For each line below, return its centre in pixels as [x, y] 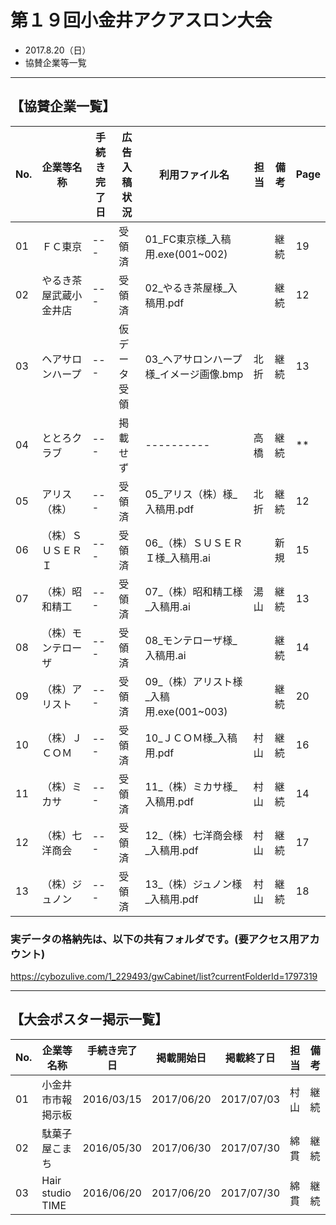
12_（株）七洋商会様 [193, 835]
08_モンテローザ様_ [191, 640]
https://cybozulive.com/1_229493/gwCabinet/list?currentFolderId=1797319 [164, 977]
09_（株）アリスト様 [193, 681]
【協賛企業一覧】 [63, 106]
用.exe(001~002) [186, 254]
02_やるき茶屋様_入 [191, 288]
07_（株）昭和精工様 [193, 591]
